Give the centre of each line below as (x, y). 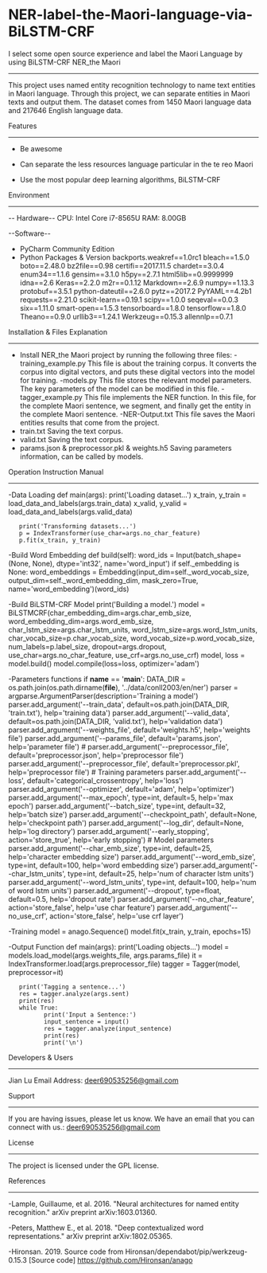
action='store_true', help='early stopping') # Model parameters (111, 840)
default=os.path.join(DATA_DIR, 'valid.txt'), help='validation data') (116, 721)
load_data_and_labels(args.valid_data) (70, 511)
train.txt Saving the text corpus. (71, 431)
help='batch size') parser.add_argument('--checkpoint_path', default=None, (133, 814)
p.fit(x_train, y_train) (60, 540)
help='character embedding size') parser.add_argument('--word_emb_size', (132, 856)
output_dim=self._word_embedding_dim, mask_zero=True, (103, 580)
